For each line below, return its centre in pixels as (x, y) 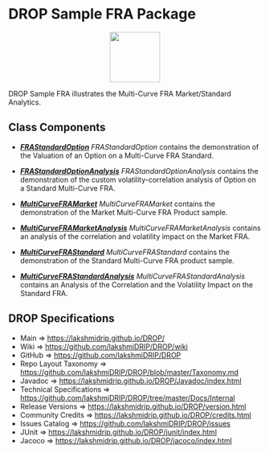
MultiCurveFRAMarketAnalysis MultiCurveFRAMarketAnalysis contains (140, 228)
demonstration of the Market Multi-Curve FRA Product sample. (124, 212)
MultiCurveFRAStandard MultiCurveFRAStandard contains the (125, 252)
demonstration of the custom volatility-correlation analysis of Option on (138, 179)
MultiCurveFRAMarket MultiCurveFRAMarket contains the (117, 204)
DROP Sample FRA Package (102, 14)
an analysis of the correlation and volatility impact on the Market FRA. (135, 236)
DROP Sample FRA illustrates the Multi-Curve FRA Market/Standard (120, 93)
